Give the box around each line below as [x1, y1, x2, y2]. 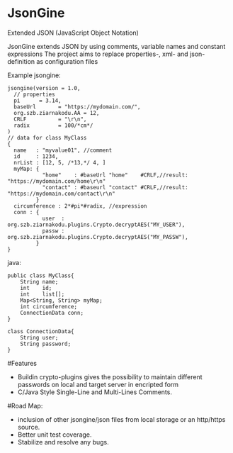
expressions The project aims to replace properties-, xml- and [7, 50, 189, 58]
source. [17, 423, 40, 431]
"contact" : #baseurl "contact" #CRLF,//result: [42, 184, 189, 191]
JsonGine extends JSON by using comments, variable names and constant [7, 42, 226, 50]
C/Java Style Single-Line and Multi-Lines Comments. [17, 388, 172, 396]
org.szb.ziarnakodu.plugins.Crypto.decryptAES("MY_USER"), [7, 221, 186, 228]
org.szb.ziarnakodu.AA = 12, [13, 109, 100, 116]
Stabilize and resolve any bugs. [17, 437, 110, 446]
